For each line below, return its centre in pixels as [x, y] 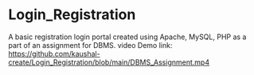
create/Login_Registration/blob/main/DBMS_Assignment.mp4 [109, 62]
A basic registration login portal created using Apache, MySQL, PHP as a [127, 37]
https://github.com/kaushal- [55, 53]
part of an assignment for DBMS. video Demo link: [90, 45]
